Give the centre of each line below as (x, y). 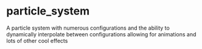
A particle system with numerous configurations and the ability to (88, 28)
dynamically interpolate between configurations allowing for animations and (101, 34)
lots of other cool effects (37, 41)
